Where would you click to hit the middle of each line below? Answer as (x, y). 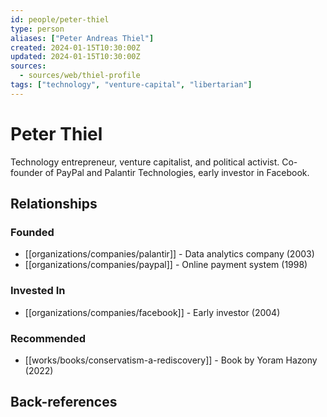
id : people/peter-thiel (60, 19)
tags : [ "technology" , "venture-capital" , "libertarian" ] (131, 85)
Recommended (48, 338)
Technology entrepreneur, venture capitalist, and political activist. (145, 162)
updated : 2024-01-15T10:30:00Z (75, 57)
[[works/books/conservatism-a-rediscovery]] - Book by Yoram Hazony (171, 360)
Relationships (54, 204)
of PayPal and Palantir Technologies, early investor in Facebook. (177, 172)
